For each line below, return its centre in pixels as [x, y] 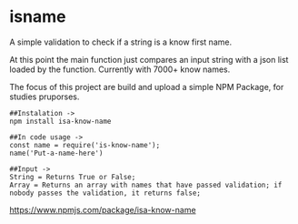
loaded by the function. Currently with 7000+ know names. [120, 69]
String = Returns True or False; [73, 177]
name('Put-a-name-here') [56, 153]
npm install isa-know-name [60, 121]
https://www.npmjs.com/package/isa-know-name [103, 209]
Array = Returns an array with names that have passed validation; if [146, 185]
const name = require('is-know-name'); [85, 145]
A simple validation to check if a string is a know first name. [121, 42]
